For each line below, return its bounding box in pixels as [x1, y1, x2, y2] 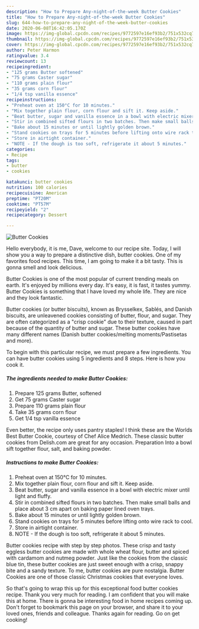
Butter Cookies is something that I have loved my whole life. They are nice [6, 288, 187, 295]
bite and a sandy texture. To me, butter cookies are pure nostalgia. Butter [6, 567, 185, 575]
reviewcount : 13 [6, 58, 46, 64]
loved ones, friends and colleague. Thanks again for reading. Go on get [6, 610, 180, 617]
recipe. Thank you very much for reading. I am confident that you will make [6, 591, 190, 598]
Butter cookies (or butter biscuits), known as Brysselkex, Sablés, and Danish [6, 306, 192, 313]
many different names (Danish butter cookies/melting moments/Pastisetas [6, 331, 188, 338]
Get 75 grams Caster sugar [14, 396, 81, 403]
